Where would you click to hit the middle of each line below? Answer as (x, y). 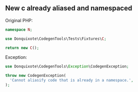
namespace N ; (19, 30)
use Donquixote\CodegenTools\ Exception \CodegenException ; (67, 67)
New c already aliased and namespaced (69, 8)
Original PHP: (19, 20)
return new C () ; (22, 48)
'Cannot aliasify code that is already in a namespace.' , (72, 80)
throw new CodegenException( (36, 76)
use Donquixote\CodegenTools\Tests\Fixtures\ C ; (56, 39)
